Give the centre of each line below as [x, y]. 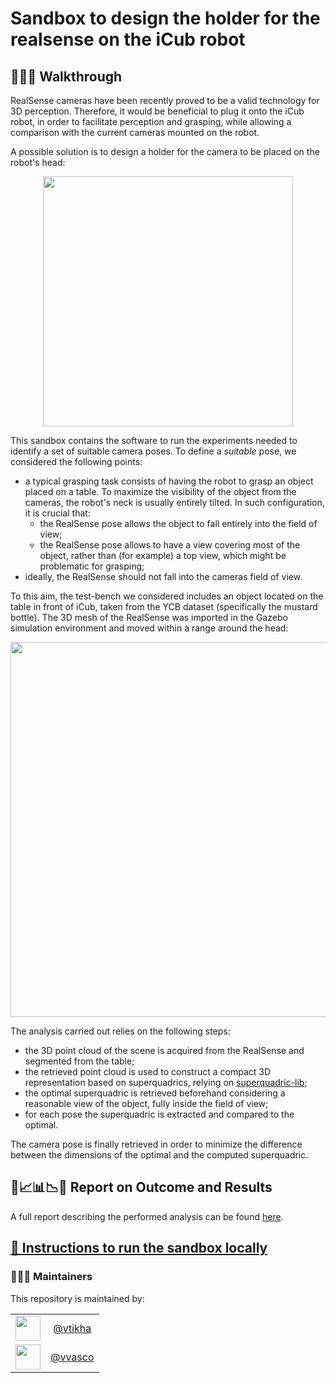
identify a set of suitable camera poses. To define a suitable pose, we [153, 451]
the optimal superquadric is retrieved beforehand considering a [155, 1093]
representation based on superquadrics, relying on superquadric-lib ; [166, 1082]
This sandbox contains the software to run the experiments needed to [154, 440]
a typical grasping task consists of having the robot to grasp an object [169, 481]
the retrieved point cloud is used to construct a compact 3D [148, 1071]
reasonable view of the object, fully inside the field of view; [146, 1103]
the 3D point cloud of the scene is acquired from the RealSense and [164, 1050]
